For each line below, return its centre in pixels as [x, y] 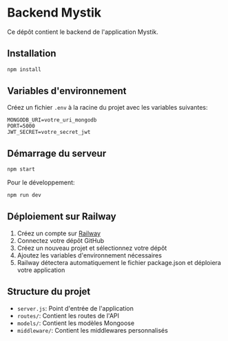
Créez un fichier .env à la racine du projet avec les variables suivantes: [107, 108]
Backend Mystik [54, 13]
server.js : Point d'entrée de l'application [75, 308]
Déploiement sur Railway [62, 216]
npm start [21, 169]
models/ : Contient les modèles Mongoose [76, 323]
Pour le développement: [41, 183]
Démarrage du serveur [57, 153]
